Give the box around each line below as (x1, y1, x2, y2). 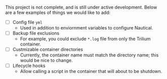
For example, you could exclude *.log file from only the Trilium (20, 36, 151, 42)
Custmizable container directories (12, 46, 83, 52)
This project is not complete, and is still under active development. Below (5, 4, 157, 10)
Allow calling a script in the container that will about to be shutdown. (20, 68, 162, 74)
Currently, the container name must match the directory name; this (20, 52, 159, 58)
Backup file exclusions (12, 30, 60, 36)
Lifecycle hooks (12, 62, 45, 69)
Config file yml (12, 19, 43, 25)
